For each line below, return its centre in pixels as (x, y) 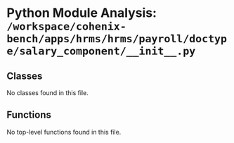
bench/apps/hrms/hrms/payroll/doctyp (117, 39)
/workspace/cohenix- (67, 26)
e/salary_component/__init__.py (101, 51)
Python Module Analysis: (82, 13)
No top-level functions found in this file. (64, 132)
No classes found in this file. (47, 93)
